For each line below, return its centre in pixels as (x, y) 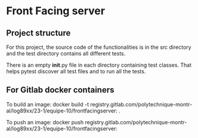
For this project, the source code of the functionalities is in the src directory (99, 47)
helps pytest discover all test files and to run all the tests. (76, 71)
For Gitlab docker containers (60, 90)
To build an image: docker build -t (48, 104)
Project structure (38, 33)
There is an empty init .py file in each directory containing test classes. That (99, 65)
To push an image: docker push (45, 122)
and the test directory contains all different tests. (66, 54)
